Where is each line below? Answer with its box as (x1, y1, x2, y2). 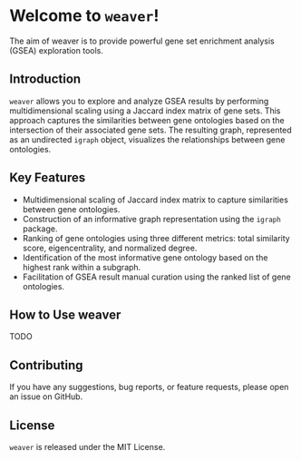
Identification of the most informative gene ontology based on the (22, 251, 268, 263)
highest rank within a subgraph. (22, 261, 141, 272)
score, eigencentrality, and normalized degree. (22, 242, 198, 253)
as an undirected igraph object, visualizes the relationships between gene (9, 133, 286, 145)
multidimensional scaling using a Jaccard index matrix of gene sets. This (9, 105, 281, 116)
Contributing (9, 357, 83, 373)
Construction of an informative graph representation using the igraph (22, 213, 281, 224)
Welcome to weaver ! (9, 5, 160, 26)
